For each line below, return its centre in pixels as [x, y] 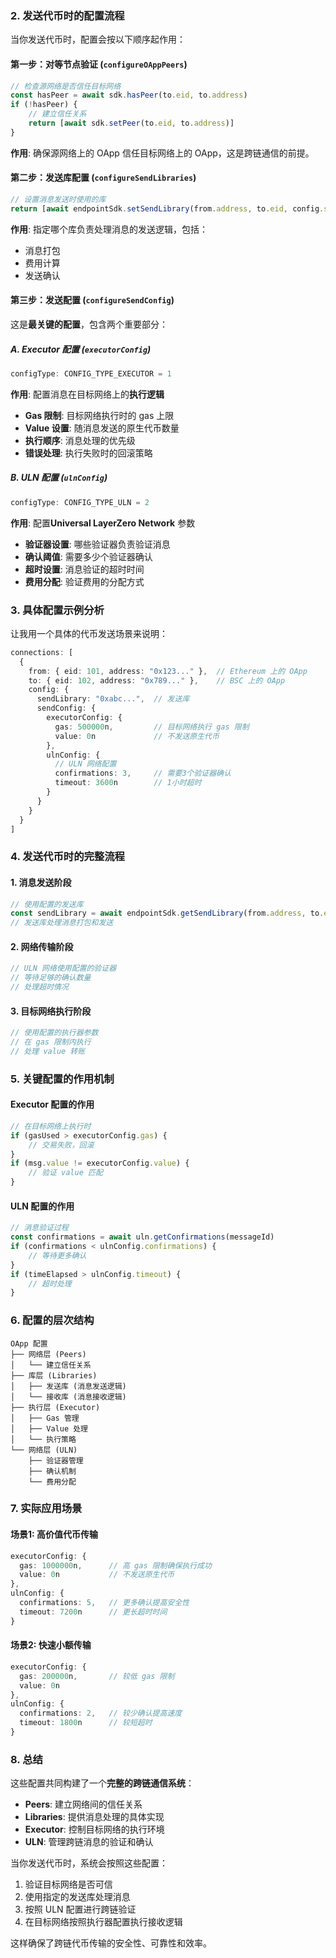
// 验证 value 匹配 [65, 1173]
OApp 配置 [29, 1343]
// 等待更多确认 [57, 1255]
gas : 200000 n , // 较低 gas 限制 [97, 1676]
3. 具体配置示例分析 [57, 610]
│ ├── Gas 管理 [45, 1418]
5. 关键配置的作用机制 [62, 1079]
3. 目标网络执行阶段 [51, 1011]
